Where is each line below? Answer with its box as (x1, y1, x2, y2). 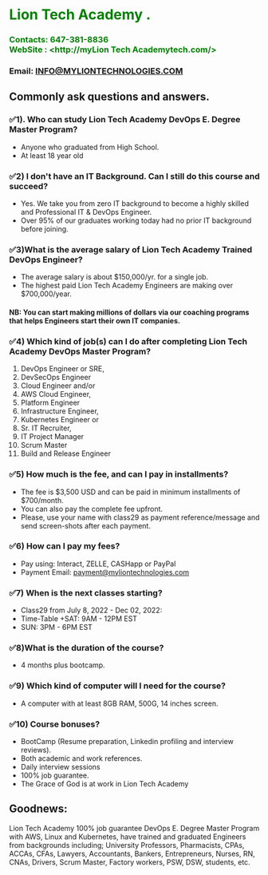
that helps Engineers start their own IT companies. (9, 315, 180, 325)
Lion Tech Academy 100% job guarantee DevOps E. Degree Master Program (9, 823, 260, 833)
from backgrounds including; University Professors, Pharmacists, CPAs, (9, 840, 245, 849)
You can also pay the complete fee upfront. (20, 504, 163, 513)
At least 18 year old (20, 150, 84, 160)
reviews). (20, 745, 51, 754)
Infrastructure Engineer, (20, 406, 99, 416)
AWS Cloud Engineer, (20, 390, 91, 399)
